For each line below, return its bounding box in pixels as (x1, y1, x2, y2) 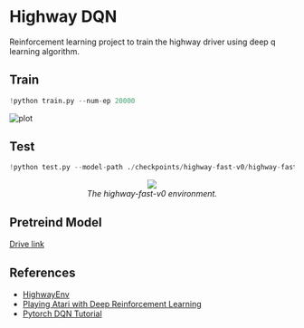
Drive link (9, 238, 45, 250)
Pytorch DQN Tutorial (22, 308, 102, 319)
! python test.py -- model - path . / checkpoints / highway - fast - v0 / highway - (9, 163, 281, 172)
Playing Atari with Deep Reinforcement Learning (22, 298, 202, 309)
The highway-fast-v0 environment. (87, 188, 217, 199)
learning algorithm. (9, 45, 80, 56)
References (9, 265, 76, 280)
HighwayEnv (22, 288, 70, 300)
